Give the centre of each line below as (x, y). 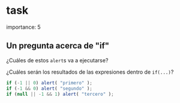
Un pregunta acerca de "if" (58, 46)
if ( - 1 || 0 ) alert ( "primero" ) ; (49, 83)
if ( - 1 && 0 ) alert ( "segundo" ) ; (49, 88)
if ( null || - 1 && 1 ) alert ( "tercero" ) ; (60, 94)
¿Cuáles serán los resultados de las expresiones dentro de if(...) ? (90, 72)
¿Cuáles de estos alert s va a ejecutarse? (57, 60)
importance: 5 (23, 27)
